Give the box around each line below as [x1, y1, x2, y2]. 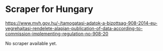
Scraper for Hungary [5, 3, 93, 15]
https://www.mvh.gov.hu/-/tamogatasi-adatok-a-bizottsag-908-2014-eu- [5, 20, 158, 26]
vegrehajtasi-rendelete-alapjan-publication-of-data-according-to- [5, 25, 143, 31]
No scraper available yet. [5, 40, 57, 46]
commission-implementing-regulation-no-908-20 [5, 30, 108, 36]
